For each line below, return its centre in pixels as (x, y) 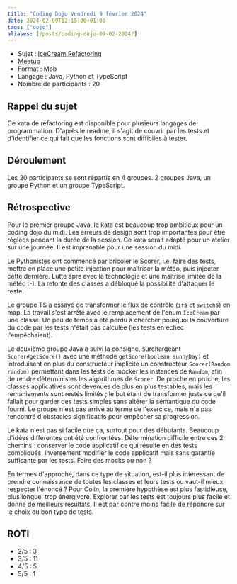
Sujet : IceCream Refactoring (59, 54)
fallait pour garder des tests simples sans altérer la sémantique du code (111, 401)
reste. (16, 291)
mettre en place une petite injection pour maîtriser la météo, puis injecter (113, 268)
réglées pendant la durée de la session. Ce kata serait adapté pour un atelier (118, 240)
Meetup (29, 62)
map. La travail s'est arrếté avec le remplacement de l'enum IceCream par (114, 312)
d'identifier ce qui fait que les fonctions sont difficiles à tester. (97, 138)
